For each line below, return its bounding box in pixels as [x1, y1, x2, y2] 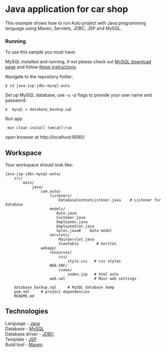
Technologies [5, 307, 49, 316]
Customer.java [56, 215, 85, 220]
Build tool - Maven [5, 342, 43, 348]
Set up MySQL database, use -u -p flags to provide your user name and [5, 92, 152, 98]
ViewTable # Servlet [58, 241, 117, 246]
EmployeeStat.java [56, 224, 94, 229]
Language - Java [5, 320, 40, 326]
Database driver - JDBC [5, 331, 54, 337]
